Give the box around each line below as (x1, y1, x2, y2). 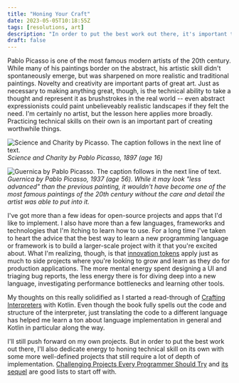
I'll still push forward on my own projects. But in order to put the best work (7, 337, 225, 346)
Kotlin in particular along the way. (7, 323, 105, 332)
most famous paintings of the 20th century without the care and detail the (7, 190, 225, 199)
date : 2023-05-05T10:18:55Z (7, 17, 91, 24)
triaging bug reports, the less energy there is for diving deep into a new (7, 272, 216, 280)
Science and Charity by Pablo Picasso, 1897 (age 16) (7, 154, 163, 162)
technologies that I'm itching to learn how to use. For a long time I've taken (7, 226, 226, 235)
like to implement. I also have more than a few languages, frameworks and (7, 219, 225, 228)
